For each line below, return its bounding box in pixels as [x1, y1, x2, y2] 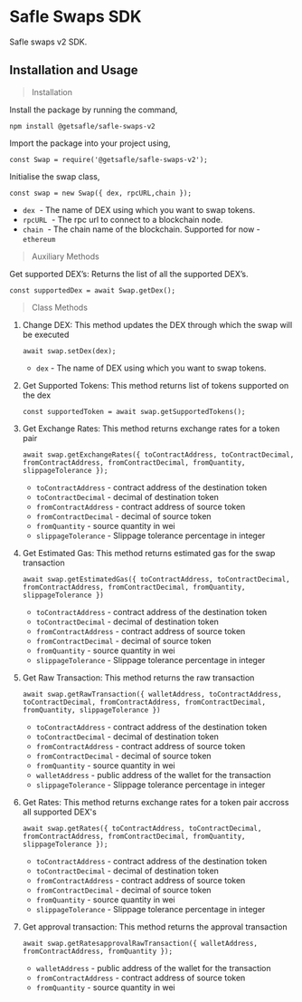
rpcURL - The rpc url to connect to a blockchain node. [22, 214, 223, 225]
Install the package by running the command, [9, 104, 178, 115]
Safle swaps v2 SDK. [9, 36, 88, 47]
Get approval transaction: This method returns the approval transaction [22, 921, 288, 932]
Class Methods [31, 302, 89, 313]
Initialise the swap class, [9, 170, 100, 182]
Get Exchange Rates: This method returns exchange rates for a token [22, 423, 280, 434]
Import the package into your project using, [9, 138, 171, 149]
